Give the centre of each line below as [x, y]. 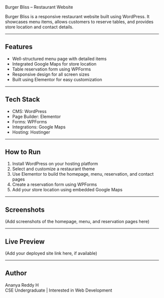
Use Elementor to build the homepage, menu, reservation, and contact [83, 174]
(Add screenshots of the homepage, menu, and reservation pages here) [77, 222]
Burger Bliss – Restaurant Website [39, 7]
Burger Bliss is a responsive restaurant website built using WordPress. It [77, 16]
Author [16, 273]
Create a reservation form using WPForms [54, 184]
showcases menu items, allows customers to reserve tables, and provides [79, 22]
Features [19, 47]
